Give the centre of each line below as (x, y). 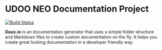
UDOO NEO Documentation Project (77, 9)
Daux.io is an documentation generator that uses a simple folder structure (80, 32)
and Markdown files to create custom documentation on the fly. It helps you (81, 37)
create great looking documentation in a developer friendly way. (70, 42)
